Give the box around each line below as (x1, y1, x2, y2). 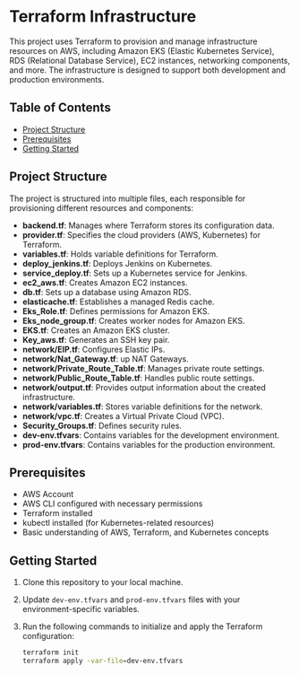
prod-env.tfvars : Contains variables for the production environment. (21, 439, 276, 450)
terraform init (21, 648, 80, 657)
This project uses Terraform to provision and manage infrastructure (9, 36, 258, 47)
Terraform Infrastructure (9, 6, 197, 27)
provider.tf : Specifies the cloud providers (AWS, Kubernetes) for (21, 229, 261, 240)
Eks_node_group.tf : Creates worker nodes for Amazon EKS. (21, 315, 245, 326)
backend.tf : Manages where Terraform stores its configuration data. (21, 220, 275, 231)
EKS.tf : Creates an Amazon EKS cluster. (21, 325, 170, 336)
